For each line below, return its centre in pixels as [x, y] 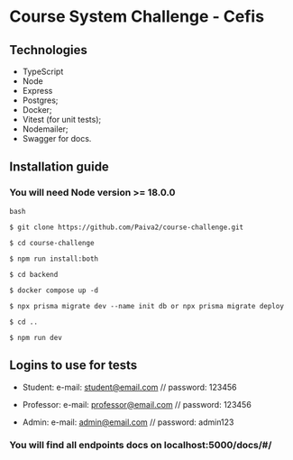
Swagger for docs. [57, 138]
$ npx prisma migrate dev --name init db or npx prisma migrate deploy [146, 306]
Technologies [49, 50]
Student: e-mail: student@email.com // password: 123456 [129, 387]
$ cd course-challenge [52, 243]
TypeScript [43, 71]
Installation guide [60, 167]
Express [37, 91]
